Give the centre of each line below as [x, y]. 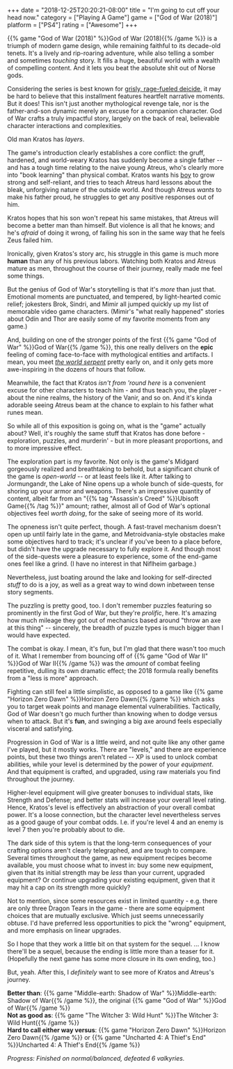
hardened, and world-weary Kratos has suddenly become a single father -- [115, 160]
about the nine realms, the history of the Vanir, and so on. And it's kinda [110, 397]
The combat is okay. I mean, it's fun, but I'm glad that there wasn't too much [116, 649]
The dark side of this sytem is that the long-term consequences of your [110, 843]
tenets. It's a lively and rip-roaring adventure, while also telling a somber [111, 53]
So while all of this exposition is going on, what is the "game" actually [107, 426]
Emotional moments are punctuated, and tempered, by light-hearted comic [114, 296]
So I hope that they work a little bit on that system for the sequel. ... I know [114, 944]
